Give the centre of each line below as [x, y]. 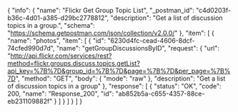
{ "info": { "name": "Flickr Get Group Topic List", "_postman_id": [101, 10]
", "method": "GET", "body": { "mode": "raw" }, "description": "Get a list [120, 78]
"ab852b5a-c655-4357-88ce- [160, 93]
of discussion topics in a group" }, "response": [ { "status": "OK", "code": [114, 86]
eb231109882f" [30, 101]
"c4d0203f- [213, 10]
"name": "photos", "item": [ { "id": [56, 41]
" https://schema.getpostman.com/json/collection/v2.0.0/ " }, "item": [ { [111, 33]
